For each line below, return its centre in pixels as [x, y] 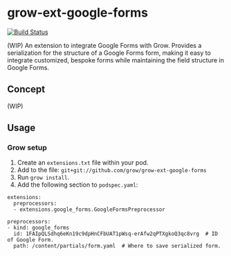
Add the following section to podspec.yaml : [77, 185]
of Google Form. [30, 240]
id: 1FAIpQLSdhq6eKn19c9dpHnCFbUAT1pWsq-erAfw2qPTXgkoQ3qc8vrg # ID [115, 234]
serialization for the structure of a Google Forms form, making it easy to [109, 53]
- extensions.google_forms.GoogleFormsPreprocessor [90, 210]
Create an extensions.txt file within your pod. [83, 163]
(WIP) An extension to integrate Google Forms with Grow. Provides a [104, 45]
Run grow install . [43, 178]
